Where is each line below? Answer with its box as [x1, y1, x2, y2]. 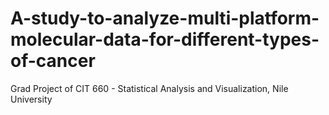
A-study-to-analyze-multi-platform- [10, 7, 320, 30]
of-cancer [10, 50, 96, 72]
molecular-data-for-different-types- [10, 28, 320, 51]
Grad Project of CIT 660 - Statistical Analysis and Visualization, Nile [10, 82, 289, 94]
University [10, 93, 53, 105]
